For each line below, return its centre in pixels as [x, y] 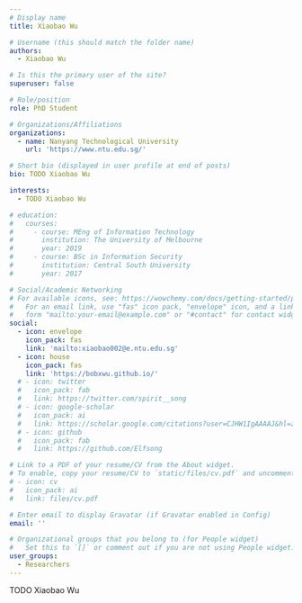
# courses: [34, 223]
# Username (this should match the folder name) [102, 42]
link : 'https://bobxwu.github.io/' [92, 373]
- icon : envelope [50, 332]
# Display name [38, 18]
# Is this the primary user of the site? [88, 76]
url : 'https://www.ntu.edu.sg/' [86, 149]
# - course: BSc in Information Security [96, 257]
